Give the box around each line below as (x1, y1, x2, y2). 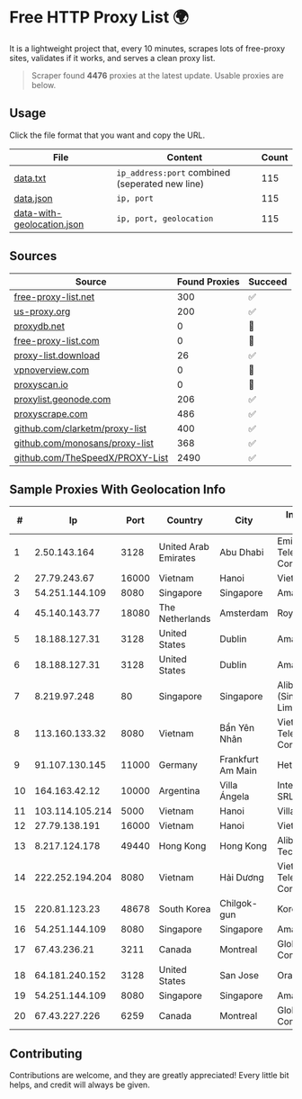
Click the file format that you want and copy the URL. (9, 130, 205, 140)
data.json (13, 192, 53, 204)
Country (166, 514, 204, 527)
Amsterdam (219, 607, 269, 619)
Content (166, 150, 203, 163)
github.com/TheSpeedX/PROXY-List (13, 451, 169, 464)
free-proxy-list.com (13, 334, 101, 347)
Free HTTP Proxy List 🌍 (9, 7, 190, 28)
